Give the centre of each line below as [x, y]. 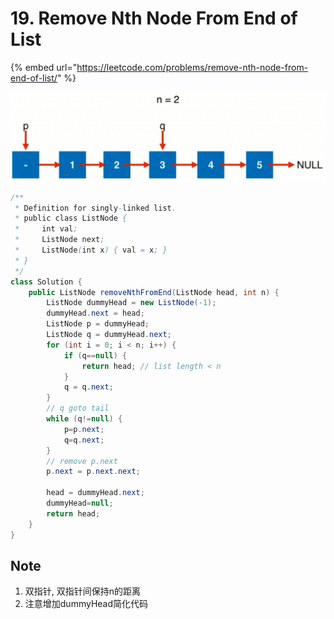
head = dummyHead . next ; [95, 493]
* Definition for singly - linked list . [95, 208]
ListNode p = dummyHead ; [98, 324]
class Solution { [46, 282]
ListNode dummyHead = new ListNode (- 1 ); [131, 303]
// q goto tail [78, 408]
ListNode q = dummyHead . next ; [109, 335]
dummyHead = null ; [80, 503]
